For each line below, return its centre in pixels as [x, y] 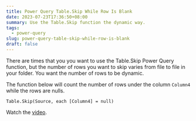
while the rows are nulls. [36, 91]
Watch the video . [26, 112]
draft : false [22, 44]
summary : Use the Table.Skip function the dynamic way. [76, 22]
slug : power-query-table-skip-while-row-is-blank [68, 39]
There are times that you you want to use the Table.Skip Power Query [90, 61]
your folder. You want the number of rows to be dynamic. [75, 73]
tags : [13, 28]
